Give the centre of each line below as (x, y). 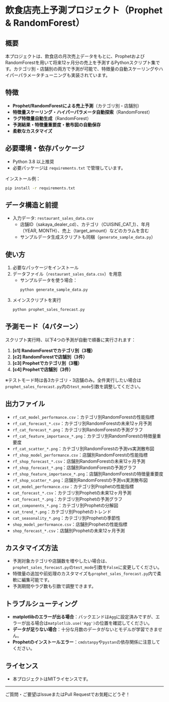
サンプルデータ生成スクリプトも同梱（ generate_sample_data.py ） (88, 237)
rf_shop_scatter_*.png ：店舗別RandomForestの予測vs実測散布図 (80, 480)
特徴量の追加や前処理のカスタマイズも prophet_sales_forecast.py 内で (85, 574)
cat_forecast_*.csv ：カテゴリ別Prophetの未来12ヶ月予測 (72, 493)
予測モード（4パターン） (44, 327)
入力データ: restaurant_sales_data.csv (53, 218)
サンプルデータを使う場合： (49, 280)
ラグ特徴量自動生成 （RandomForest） (52, 118)
